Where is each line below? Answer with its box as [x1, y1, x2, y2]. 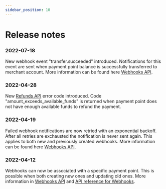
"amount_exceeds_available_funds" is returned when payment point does [5, 99, 157, 105]
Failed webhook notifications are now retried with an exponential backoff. [5, 128, 157, 134]
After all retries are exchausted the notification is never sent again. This [5, 133, 152, 139]
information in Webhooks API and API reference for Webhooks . [5, 178, 135, 184]
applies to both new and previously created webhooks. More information [5, 138, 155, 144]
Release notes [5, 29, 66, 40]
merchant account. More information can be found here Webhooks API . [5, 69, 153, 75]
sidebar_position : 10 [5, 7, 51, 13]
